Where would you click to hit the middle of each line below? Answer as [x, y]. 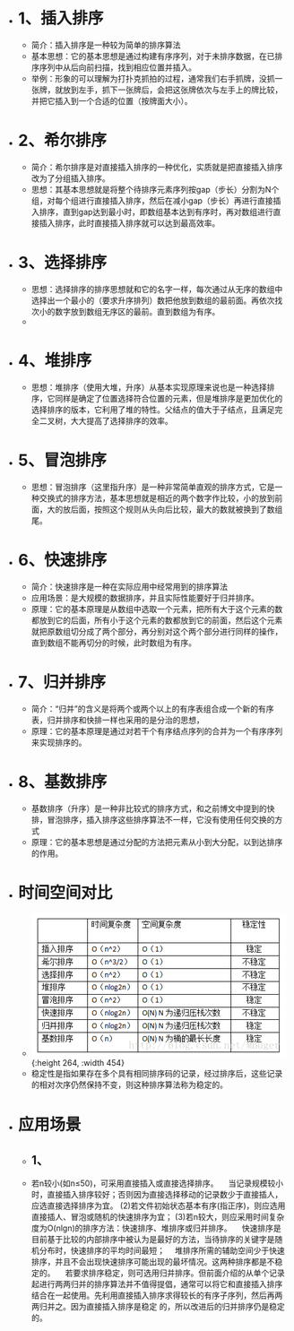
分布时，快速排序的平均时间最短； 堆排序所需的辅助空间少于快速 [162, 1250]
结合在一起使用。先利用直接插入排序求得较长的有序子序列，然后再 [153, 1295]
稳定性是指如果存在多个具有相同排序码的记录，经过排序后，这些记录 [157, 1074]
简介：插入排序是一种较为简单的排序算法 [106, 45]
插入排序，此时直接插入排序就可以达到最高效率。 [130, 223]
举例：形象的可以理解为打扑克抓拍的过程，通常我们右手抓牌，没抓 [153, 78]
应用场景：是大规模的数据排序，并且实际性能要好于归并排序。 [145, 598]
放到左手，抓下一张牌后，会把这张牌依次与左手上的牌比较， [173, 90]
